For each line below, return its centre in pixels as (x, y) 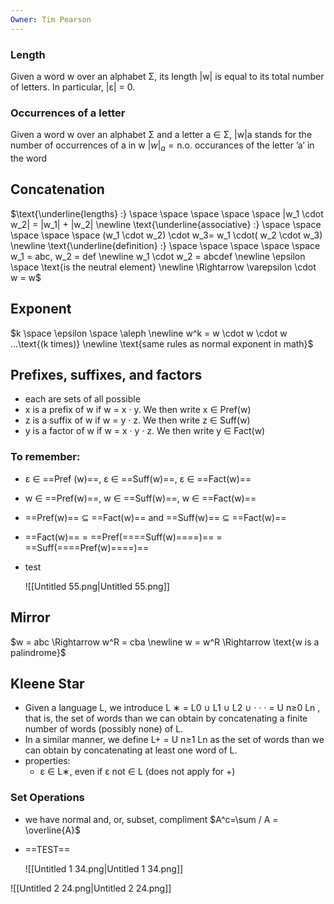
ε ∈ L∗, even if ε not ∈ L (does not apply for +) (137, 772)
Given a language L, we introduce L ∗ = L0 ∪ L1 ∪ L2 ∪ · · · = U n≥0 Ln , (172, 708)
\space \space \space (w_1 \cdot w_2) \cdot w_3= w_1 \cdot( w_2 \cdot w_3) (166, 235)
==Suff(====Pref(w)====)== (87, 547)
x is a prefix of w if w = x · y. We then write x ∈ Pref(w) (138, 410)
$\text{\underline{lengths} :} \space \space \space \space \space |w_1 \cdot (167, 213)
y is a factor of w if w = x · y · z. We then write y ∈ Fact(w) (145, 431)
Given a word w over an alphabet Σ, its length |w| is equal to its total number (167, 76)
